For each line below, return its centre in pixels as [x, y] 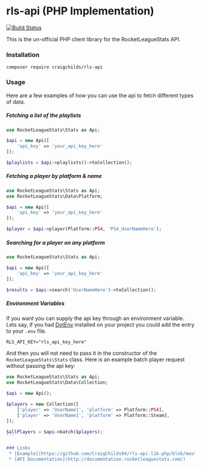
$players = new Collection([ [42, 404]
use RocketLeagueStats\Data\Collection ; [57, 383]
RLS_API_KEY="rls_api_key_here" [46, 342]
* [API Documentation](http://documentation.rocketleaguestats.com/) [97, 460]
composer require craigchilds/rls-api [54, 67]
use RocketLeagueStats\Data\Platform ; [54, 196]
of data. [16, 102]
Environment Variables [35, 303]
